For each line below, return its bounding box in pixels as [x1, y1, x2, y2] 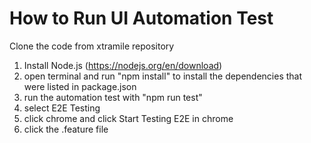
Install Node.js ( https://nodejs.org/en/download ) [23, 59, 223, 71]
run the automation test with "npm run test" [23, 91, 203, 103]
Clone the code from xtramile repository [9, 40, 175, 52]
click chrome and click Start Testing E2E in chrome [23, 112, 234, 124]
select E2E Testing [23, 102, 101, 114]
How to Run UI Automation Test [9, 7, 274, 30]
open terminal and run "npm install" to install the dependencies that [23, 70, 303, 82]
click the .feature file [23, 123, 109, 135]
